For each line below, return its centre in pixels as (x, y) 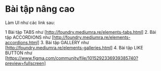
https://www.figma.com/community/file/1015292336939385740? (73, 58)
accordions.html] (22, 42)
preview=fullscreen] (25, 63)
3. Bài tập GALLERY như (64, 42)
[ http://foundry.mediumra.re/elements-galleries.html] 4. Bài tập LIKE (74, 47)
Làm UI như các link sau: (30, 23)
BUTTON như (19, 53)
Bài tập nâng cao (40, 9)
